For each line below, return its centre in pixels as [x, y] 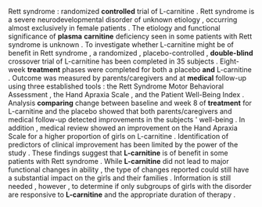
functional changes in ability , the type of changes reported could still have [129, 169]
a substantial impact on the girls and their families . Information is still [120, 178]
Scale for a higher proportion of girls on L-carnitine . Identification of [118, 136]
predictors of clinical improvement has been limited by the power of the [123, 145]
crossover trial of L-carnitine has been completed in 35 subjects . [113, 61]
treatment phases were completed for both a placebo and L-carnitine [139, 69]
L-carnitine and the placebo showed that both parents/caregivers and [120, 111]
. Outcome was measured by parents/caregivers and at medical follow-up [127, 78]
